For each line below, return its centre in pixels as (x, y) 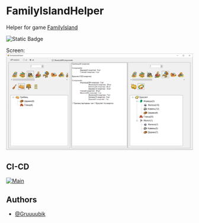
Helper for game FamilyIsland (42, 27)
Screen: (16, 50)
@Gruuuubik (30, 214)
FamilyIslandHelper (55, 11)
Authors (22, 200)
